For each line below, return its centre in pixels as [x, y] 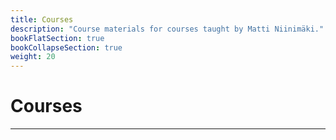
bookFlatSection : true [57, 38]
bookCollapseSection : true [66, 47]
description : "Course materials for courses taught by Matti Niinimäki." [167, 29]
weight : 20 [33, 57]
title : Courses [42, 19]
